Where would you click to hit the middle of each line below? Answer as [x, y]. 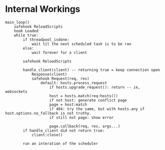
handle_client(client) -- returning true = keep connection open [92, 70]
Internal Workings [43, 9]
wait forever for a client [59, 52]
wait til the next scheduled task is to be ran [82, 44]
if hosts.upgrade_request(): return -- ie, [95, 87]
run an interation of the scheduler [61, 144]
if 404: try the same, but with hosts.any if [97, 109]
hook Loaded [26, 31]
